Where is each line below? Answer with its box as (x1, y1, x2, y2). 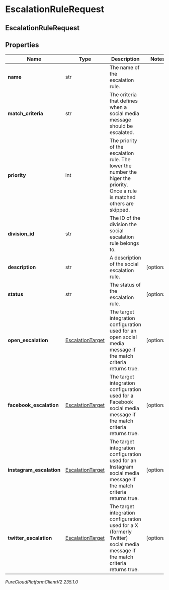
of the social (109, 260, 139, 268)
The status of (109, 281, 141, 288)
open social (109, 334, 137, 341)
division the (109, 221, 137, 228)
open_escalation (8, 337, 48, 344)
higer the (109, 175, 131, 182)
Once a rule (109, 187, 137, 194)
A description (109, 254, 141, 261)
